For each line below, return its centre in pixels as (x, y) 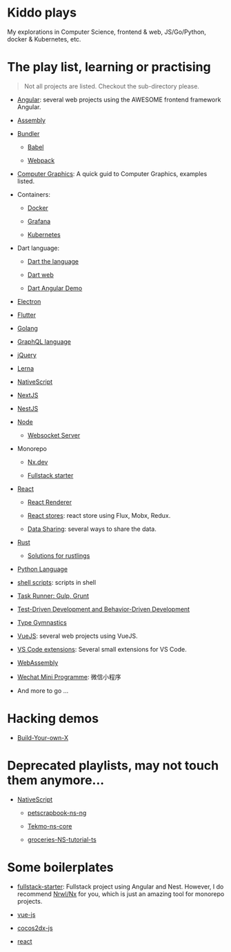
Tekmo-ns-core (50, 826)
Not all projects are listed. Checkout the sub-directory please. (112, 86)
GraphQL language (44, 341)
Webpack (41, 160)
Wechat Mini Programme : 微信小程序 (69, 677)
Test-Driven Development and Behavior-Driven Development (103, 609)
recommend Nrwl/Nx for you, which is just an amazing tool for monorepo (121, 894)
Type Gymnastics (42, 622)
